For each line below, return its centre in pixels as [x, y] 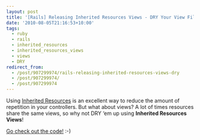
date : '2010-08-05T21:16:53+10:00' [50, 23]
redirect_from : [25, 67]
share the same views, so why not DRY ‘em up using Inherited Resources [96, 113]
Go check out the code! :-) [39, 131]
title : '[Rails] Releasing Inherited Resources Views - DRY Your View [96, 17]
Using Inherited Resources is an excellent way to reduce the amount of [93, 101]
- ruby [20, 34]
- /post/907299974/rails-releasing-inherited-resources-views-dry [96, 73]
